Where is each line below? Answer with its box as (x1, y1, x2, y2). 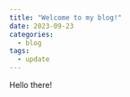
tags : (9, 47, 30, 56)
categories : (9, 30, 54, 39)
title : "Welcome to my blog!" (9, 13, 123, 22)
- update (17, 55, 50, 64)
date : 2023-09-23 (9, 22, 74, 31)
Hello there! (9, 80, 52, 90)
